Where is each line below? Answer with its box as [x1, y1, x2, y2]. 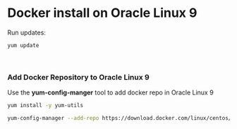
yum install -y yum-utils [7, 102, 83, 109]
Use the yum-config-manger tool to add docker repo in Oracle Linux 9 [7, 88, 214, 97]
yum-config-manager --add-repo [7, 114, 99, 121]
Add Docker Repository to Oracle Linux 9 [7, 72, 150, 82]
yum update [7, 42, 39, 49]
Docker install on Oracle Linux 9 [7, 5, 197, 21]
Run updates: [7, 28, 46, 37]
